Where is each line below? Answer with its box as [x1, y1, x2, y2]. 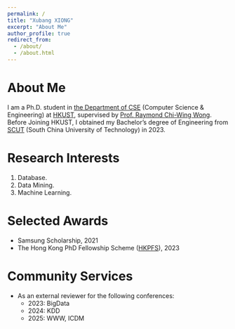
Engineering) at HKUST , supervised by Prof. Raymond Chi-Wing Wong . [7, 110, 212, 119]
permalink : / [7, 10, 46, 18]
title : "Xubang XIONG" [7, 17, 74, 24]
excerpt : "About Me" [7, 23, 68, 30]
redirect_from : [7, 37, 52, 44]
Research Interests [7, 150, 120, 166]
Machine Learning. [17, 188, 72, 197]
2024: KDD [27, 307, 60, 315]
